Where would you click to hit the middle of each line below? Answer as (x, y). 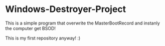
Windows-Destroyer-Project (66, 9)
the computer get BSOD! (31, 28)
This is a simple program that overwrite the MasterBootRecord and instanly (83, 23)
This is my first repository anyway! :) (43, 38)
